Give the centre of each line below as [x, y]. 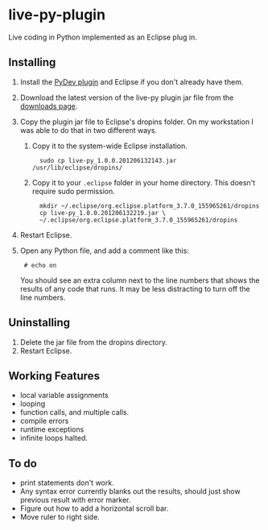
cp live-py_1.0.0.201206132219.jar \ [103, 213]
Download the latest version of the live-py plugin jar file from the [127, 97]
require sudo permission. [73, 191]
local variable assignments [64, 395]
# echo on [40, 265]
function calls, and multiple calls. [74, 412]
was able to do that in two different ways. [89, 130]
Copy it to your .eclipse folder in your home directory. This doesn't [144, 182]
